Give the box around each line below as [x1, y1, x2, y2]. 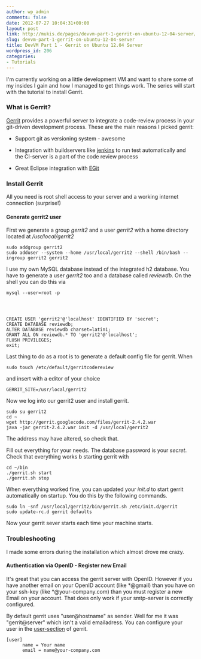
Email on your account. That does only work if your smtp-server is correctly [6, 594, 193, 601]
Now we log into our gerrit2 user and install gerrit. [6, 397, 129, 405]
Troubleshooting [6, 535, 56, 543]
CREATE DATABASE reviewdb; [6, 322, 74, 328]
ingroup [6, 255, 26, 261]
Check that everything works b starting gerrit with [6, 453, 129, 460]
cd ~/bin [6, 465, 28, 471]
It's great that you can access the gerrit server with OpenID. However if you [6, 575, 193, 582]
